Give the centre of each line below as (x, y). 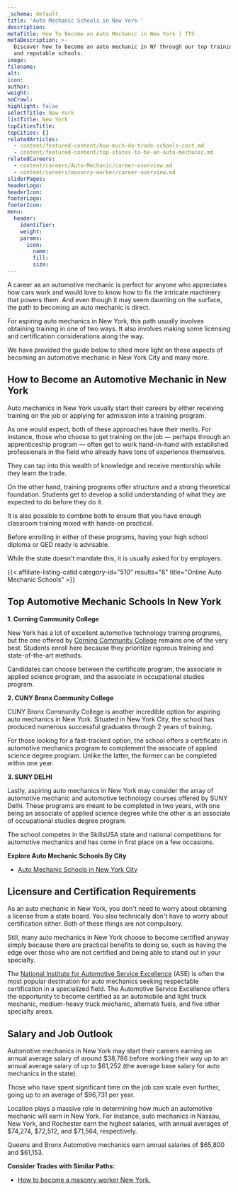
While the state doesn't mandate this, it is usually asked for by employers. (115, 558)
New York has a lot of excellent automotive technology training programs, (114, 633)
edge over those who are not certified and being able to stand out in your (114, 953)
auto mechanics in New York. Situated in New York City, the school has (111, 719)
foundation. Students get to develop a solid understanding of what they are (117, 494)
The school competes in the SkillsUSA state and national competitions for (114, 834)
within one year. (31, 763)
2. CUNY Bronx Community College (61, 698)
